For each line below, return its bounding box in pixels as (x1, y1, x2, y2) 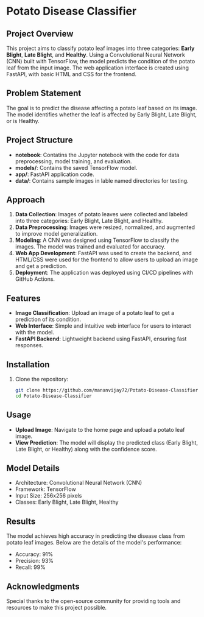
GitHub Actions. (15, 275, 55, 283)
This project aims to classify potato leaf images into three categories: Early (6, 44, 195, 52)
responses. (15, 342, 44, 349)
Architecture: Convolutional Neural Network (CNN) (15, 479, 142, 487)
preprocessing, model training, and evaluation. (15, 157, 132, 165)
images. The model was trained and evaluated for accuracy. (15, 243, 166, 250)
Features (6, 293, 41, 303)
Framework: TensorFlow (15, 485, 76, 493)
